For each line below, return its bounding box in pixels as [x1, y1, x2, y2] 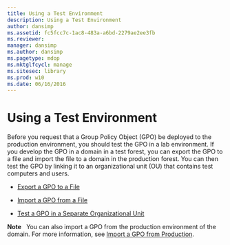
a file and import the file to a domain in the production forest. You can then [7, 155, 219, 163]
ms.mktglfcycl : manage [7, 61, 72, 68]
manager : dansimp [7, 42, 57, 49]
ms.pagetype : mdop [7, 55, 60, 62]
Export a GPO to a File [17, 183, 81, 191]
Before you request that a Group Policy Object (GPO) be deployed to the [7, 133, 212, 141]
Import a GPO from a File [17, 196, 88, 204]
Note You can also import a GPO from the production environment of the [7, 223, 217, 231]
